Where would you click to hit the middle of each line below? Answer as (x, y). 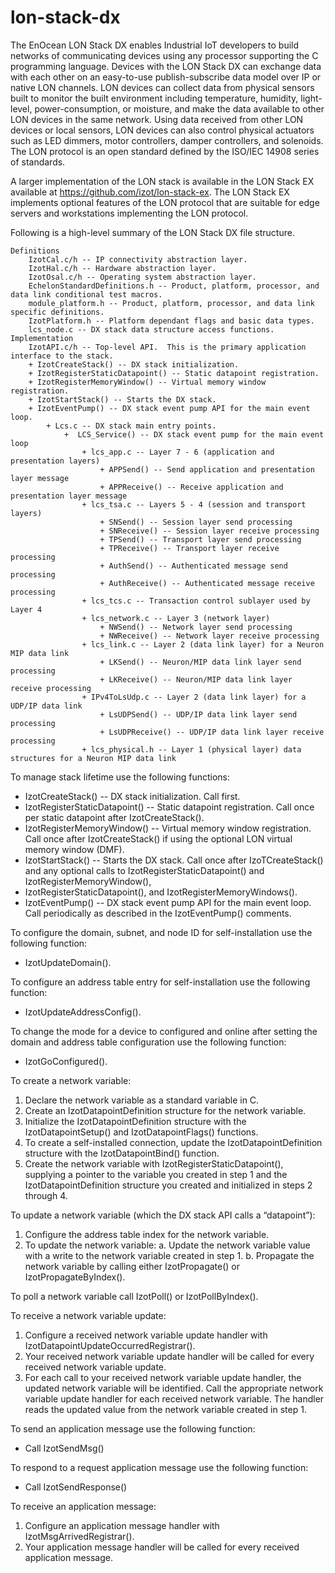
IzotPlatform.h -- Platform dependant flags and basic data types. (171, 321)
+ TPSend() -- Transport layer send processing (200, 539)
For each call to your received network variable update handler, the (163, 1377)
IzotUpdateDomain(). (68, 962)
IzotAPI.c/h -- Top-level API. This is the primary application (167, 347)
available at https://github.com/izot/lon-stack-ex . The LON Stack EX (150, 192)
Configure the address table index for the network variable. (147, 1234)
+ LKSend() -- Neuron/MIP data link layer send (200, 662)
